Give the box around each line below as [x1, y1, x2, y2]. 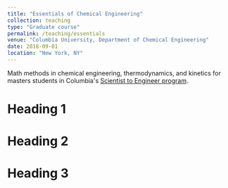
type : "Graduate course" [7, 23, 80, 30]
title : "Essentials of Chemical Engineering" [7, 10, 143, 18]
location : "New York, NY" [7, 50, 83, 57]
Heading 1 [7, 101, 67, 117]
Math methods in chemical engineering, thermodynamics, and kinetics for [7, 68, 222, 77]
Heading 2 [7, 133, 69, 149]
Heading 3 [7, 165, 69, 182]
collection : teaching [7, 17, 71, 24]
